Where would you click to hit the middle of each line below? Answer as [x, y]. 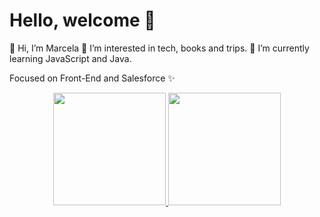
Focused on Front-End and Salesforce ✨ [92, 78]
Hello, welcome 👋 [82, 20]
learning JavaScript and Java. [70, 58]
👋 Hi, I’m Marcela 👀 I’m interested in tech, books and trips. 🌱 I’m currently [159, 48]
